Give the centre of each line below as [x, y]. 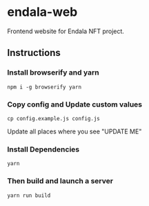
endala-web [42, 12]
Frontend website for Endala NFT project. [66, 31]
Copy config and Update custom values [75, 104]
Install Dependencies [43, 149]
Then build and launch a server [60, 181]
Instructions [34, 53]
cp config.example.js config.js [53, 118]
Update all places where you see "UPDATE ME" [74, 131]
